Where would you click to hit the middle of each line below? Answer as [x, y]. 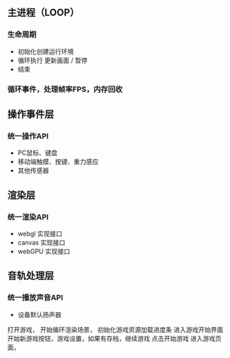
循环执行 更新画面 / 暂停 [52, 60]
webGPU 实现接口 [44, 251]
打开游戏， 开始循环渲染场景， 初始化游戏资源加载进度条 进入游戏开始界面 [115, 329]
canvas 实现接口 [41, 242]
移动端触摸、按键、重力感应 [58, 162]
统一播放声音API [35, 298]
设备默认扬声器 [39, 314]
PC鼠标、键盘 [38, 153]
